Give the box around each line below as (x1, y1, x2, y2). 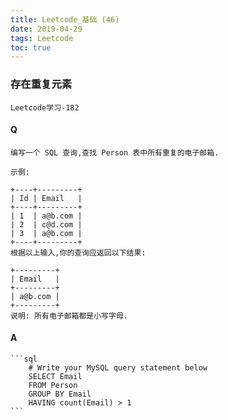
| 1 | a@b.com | (10, 211, 83, 221)
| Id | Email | (10, 193, 83, 203)
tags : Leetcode (10, 33, 74, 43)
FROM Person (28, 380, 78, 390)
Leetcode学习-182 (10, 102, 80, 113)
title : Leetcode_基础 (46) (10, 14, 120, 25)
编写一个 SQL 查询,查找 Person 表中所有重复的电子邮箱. (10, 147, 220, 158)
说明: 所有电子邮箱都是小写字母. (10, 311, 128, 321)
